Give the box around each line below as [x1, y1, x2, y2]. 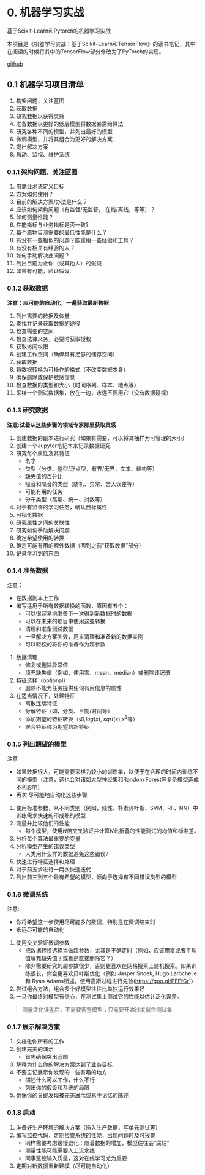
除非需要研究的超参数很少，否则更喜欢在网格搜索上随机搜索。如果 [24, 962, 192, 970]
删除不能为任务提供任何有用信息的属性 [24, 684, 122, 691]
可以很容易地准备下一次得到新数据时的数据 [24, 610, 133, 617]
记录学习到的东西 [15, 549, 59, 557]
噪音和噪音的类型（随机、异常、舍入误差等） [24, 480, 138, 487]
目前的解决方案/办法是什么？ [15, 198, 88, 206]
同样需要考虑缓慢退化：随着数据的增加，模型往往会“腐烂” [24, 1139, 170, 1146]
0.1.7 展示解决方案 [7, 1023, 61, 1031]
